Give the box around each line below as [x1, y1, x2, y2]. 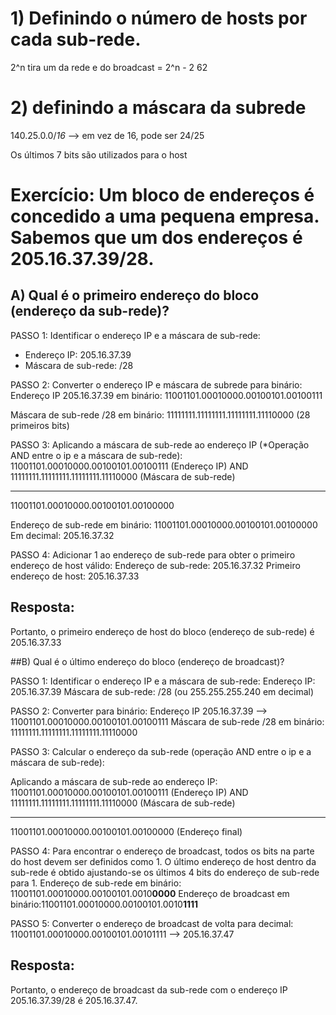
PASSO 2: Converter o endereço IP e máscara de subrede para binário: [10, 378, 303, 391]
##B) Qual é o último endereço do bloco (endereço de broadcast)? [10, 655, 285, 667]
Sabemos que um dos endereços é [10, 227, 303, 249]
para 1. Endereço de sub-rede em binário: [10, 877, 182, 889]
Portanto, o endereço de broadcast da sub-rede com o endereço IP [10, 983, 288, 996]
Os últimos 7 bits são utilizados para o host [10, 148, 188, 161]
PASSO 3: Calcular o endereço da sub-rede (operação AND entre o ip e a [10, 745, 312, 757]
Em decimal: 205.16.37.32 [10, 529, 115, 541]
